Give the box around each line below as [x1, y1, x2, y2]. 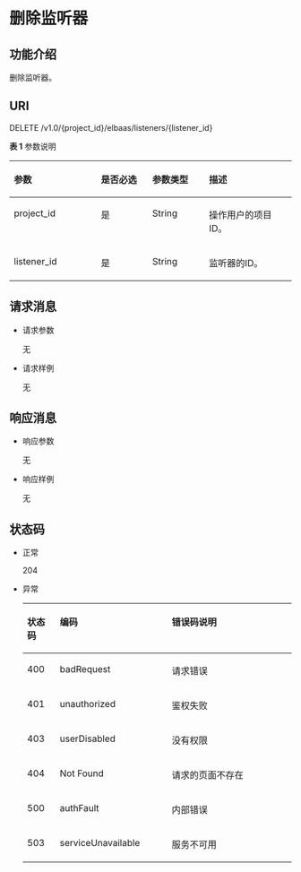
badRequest [59, 663, 111, 676]
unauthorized [59, 698, 116, 711]
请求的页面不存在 [171, 769, 244, 781]
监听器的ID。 [209, 256, 263, 269]
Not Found [59, 767, 105, 780]
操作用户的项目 [209, 208, 272, 220]
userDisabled [59, 732, 116, 745]
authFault [59, 802, 100, 815]
